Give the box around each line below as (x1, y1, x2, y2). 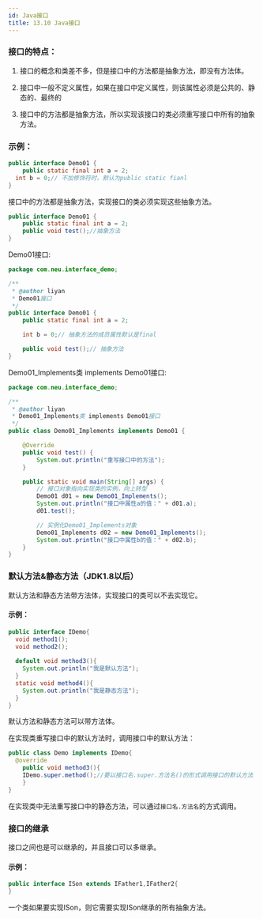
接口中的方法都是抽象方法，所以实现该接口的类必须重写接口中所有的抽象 (19, 109, 255, 119)
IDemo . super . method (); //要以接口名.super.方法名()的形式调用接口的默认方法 (22, 771, 254, 779)
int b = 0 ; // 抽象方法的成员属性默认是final (22, 331, 157, 339)
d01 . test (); (36, 507, 77, 515)
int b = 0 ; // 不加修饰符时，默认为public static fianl (15, 174, 188, 182)
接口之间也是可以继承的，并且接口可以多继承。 (8, 842, 160, 852)
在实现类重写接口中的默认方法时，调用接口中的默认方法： (8, 733, 195, 743)
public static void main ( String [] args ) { (22, 477, 164, 486)
